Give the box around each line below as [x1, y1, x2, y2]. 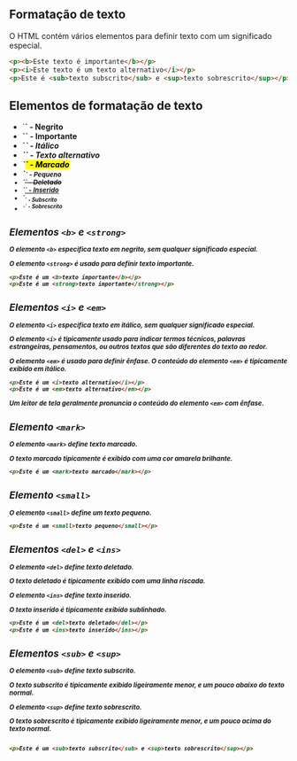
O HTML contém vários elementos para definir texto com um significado [9, 30, 272, 41]
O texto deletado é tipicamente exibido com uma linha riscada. [9, 577, 206, 586]
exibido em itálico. [9, 364, 67, 373]
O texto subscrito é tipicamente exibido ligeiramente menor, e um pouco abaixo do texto [9, 680, 286, 689]
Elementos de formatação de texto [9, 97, 203, 113]
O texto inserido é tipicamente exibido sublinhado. [9, 605, 168, 614]
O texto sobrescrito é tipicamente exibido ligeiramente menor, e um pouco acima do [9, 717, 271, 726]
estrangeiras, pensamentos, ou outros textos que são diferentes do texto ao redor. [9, 343, 268, 352]
